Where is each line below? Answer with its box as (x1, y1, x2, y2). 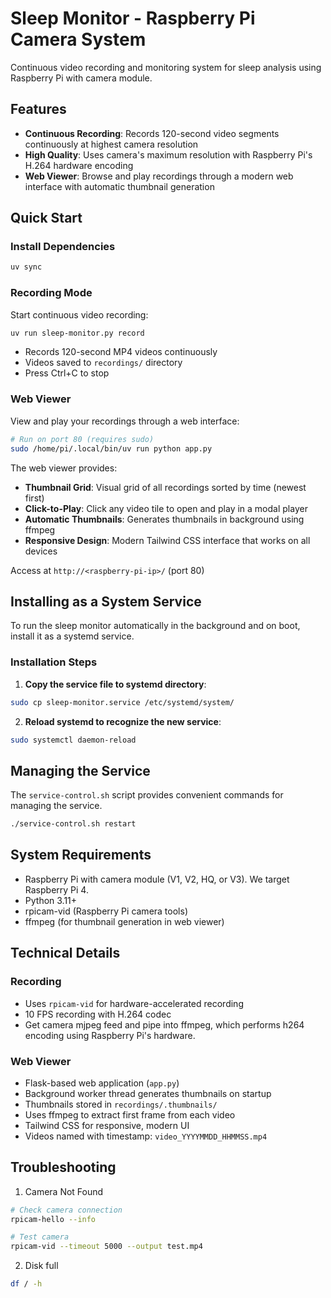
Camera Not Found (24, 1185, 104, 1197)
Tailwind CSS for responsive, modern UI (24, 1119, 190, 1131)
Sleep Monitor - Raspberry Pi (10, 7, 256, 30)
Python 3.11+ (24, 894, 78, 906)
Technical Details (10, 945, 121, 962)
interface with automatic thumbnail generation (24, 180, 215, 192)
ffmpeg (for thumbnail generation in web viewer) (24, 915, 225, 927)
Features (10, 101, 67, 118)
